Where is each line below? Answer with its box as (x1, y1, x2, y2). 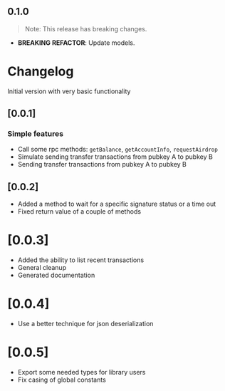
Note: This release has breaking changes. (24, 24, 147, 33)
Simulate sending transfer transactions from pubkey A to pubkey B (17, 152, 214, 161)
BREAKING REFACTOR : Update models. (17, 38, 135, 47)
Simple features (7, 129, 64, 139)
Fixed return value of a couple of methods (17, 207, 141, 216)
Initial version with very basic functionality (7, 87, 131, 95)
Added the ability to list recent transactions (17, 256, 145, 264)
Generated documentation (17, 271, 95, 280)
